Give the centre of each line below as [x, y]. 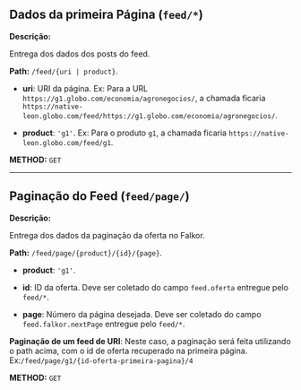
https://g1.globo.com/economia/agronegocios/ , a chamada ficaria [144, 98]
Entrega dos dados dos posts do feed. [80, 54]
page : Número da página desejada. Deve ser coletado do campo [142, 314]
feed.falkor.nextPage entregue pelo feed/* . [103, 324]
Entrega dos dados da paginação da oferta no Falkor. [107, 235]
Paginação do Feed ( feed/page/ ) [99, 196]
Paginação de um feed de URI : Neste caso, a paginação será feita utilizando [150, 341]
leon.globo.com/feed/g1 [67, 143]
